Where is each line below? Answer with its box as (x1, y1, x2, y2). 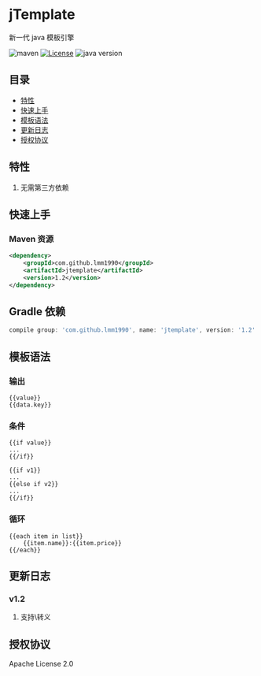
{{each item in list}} (9, 532, 83, 540)
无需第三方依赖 (20, 183, 69, 192)
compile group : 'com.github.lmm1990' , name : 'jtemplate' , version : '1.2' (9, 326, 256, 334)
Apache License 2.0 (9, 659, 74, 669)
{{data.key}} (9, 401, 52, 409)
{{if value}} (9, 439, 52, 447)
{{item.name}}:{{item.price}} (23, 539, 123, 547)
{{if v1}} (9, 466, 42, 474)
